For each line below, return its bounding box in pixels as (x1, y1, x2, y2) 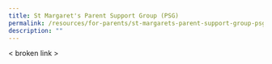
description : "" (8, 26, 63, 34)
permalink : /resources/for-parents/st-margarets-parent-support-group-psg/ (8, 19, 270, 27)
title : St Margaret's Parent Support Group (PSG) (8, 11, 180, 20)
